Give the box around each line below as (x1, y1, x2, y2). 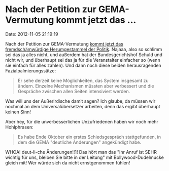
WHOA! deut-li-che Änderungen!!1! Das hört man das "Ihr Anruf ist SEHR (5, 149, 157, 155)
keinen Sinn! (5, 109, 31, 115)
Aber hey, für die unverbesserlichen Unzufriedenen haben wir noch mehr (5, 118, 159, 124)
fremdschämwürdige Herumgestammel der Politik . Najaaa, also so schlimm (5, 46, 162, 52)
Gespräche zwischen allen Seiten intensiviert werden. (17, 88, 130, 94)
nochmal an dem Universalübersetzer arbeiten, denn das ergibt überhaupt (5, 103, 161, 109)
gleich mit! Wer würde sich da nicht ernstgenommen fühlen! (5, 159, 130, 165)
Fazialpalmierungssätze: (5, 67, 56, 74)
